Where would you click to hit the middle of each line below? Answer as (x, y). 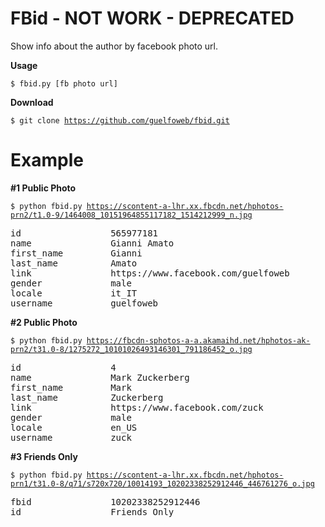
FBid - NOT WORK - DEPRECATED (152, 18)
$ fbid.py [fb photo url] (64, 83)
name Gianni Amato (92, 243)
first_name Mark (71, 387)
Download (32, 102)
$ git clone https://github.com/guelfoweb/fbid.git (120, 120)
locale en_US (74, 427)
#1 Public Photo (43, 188)
